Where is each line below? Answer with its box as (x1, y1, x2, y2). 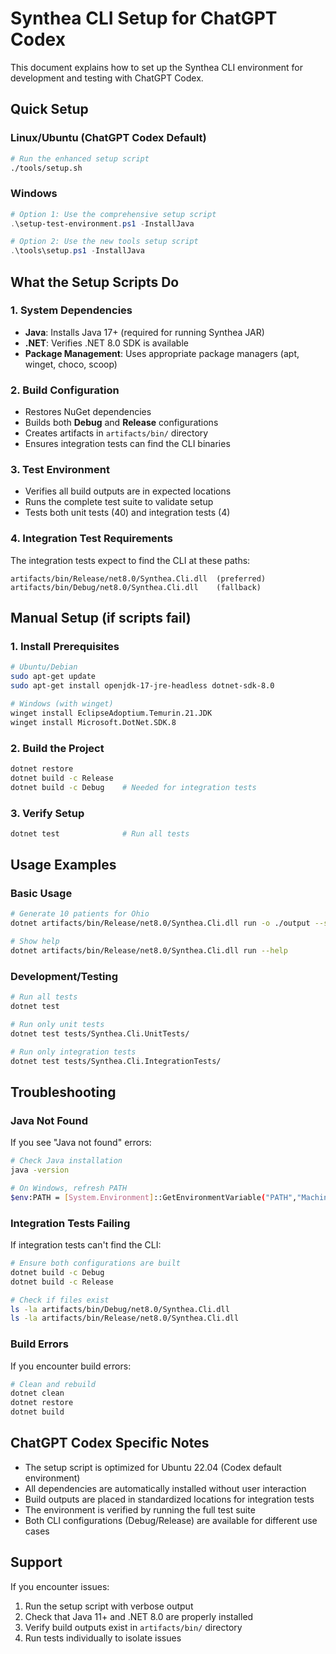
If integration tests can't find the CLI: (10, 1239, 162, 1251)
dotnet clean (10, 1388, 65, 1399)
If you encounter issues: (10, 1580, 110, 1592)
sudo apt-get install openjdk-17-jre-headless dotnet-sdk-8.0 (10, 681, 275, 691)
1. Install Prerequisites (10, 640, 120, 654)
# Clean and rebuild (10, 1379, 97, 1389)
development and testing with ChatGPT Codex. (10, 72, 204, 84)
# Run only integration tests (10, 1047, 137, 1057)
